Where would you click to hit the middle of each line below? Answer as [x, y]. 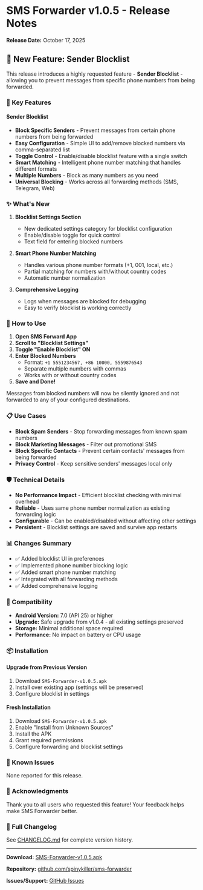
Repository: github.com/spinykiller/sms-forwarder [69, 869]
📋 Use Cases [26, 416]
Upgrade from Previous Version [47, 667]
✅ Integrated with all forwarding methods [66, 579]
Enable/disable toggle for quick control [72, 235]
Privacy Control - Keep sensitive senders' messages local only [93, 463]
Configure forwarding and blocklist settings [69, 747]
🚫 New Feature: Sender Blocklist [68, 59]
